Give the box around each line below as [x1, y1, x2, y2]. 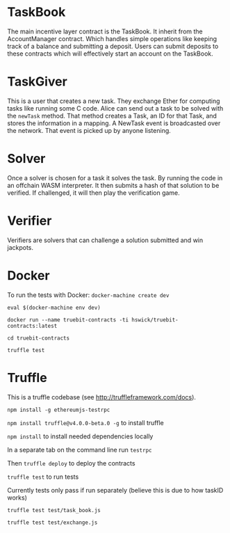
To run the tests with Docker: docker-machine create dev [7, 290, 170, 299]
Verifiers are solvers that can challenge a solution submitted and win [7, 236, 204, 244]
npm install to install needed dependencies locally [7, 432, 154, 440]
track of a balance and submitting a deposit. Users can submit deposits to [7, 42, 219, 50]
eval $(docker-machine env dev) [7, 304, 101, 311]
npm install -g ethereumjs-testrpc [7, 406, 110, 413]
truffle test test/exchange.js [7, 519, 98, 526]
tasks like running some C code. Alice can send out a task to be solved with [7, 104, 224, 112]
